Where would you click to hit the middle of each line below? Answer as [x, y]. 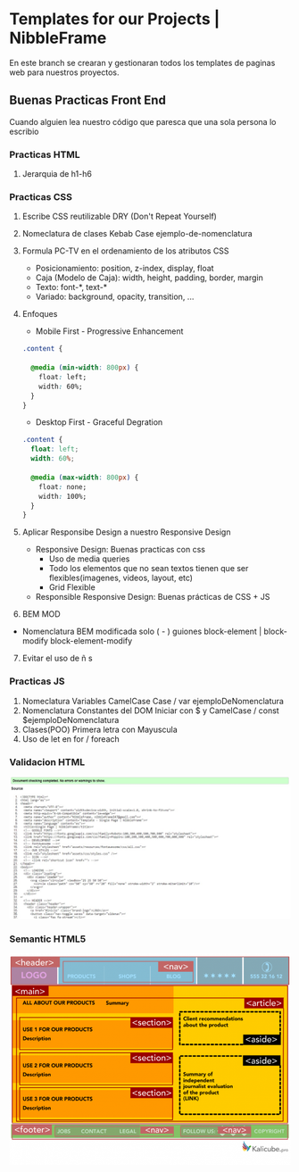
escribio [24, 131]
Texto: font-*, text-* [71, 287]
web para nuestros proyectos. [64, 72]
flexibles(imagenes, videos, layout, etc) [121, 578]
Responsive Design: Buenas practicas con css [120, 550]
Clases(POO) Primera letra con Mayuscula [100, 729]
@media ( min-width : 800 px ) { [85, 368]
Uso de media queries [89, 559]
